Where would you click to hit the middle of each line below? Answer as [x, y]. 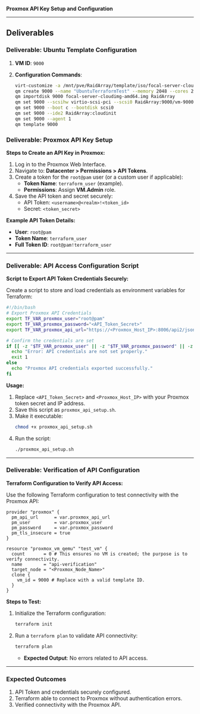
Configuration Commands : [48, 75]
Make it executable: [39, 416]
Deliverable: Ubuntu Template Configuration [71, 50]
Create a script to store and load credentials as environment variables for [96, 290]
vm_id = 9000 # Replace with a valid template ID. [81, 580]
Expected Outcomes [36, 679]
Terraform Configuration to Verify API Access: [65, 483]
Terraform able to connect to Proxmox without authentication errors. [99, 698]
